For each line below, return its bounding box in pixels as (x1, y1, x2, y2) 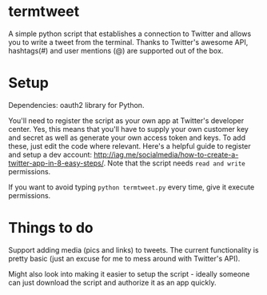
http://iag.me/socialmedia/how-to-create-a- (93, 149, 239, 159)
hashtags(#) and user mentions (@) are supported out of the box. (8, 46, 224, 55)
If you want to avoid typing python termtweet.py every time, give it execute (8, 182, 255, 192)
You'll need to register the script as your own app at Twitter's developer (8, 115, 245, 126)
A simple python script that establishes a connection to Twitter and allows (8, 29, 252, 38)
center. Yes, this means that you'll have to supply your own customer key (8, 124, 249, 134)
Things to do (8, 219, 94, 237)
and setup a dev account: (8, 149, 93, 159)
